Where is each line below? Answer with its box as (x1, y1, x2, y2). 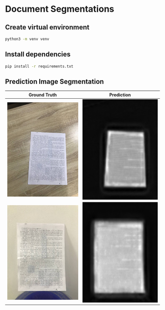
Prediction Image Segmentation (5, 77, 104, 85)
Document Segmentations (5, 3, 114, 15)
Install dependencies (5, 50, 71, 58)
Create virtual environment (5, 23, 90, 31)
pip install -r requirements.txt (5, 64, 74, 69)
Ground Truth (28, 92, 57, 98)
